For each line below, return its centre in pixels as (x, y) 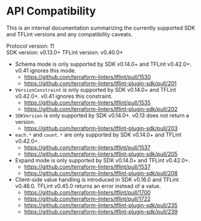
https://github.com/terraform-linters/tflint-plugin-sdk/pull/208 (101, 173)
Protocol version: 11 (30, 46)
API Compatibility (51, 11)
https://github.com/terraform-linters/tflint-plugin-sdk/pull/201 (100, 83)
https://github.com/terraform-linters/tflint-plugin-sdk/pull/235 (101, 205)
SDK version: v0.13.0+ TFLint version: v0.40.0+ (65, 52)
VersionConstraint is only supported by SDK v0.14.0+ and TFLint (95, 89)
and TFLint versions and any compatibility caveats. (69, 34)
